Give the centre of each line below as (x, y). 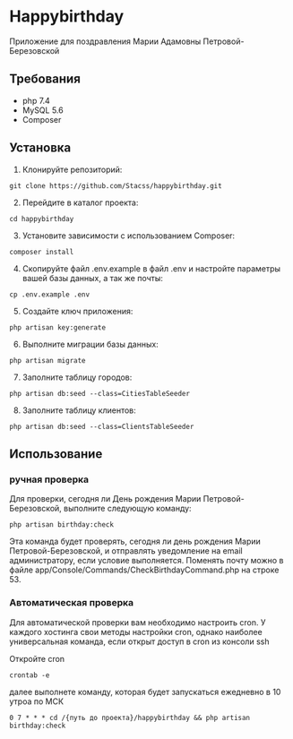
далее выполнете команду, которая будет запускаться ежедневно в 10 (145, 692)
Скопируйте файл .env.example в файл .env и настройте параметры (151, 268)
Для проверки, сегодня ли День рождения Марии (105, 499)
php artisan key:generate (57, 327)
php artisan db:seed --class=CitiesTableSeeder (100, 393)
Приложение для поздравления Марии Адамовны (105, 41)
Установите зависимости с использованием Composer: (129, 236)
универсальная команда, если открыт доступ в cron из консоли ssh (139, 641)
